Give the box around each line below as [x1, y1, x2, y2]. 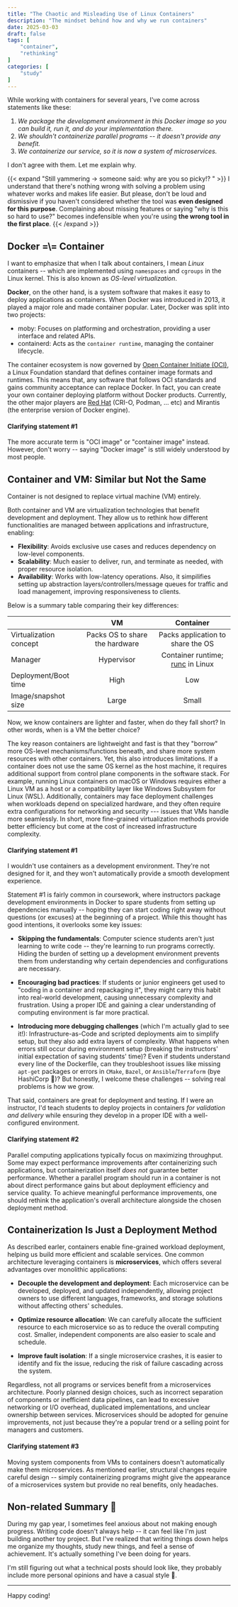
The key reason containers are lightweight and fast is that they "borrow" [7, 739, 218, 748]
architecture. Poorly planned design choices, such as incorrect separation [7, 1388, 223, 1396]
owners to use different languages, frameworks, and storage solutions [17, 1294, 223, 1303]
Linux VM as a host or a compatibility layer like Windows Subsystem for [7, 785, 216, 793]
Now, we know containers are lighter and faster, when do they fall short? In [7, 718, 226, 727]
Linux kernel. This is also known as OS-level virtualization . [7, 274, 178, 283]
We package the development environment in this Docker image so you [17, 117, 227, 125]
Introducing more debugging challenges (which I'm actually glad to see [17, 1022, 229, 1031]
